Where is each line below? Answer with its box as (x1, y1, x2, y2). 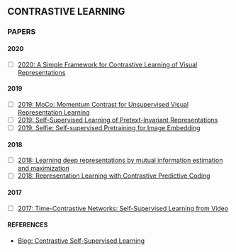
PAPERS (7, 27, 36, 37)
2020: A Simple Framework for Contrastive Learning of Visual (17, 60, 198, 69)
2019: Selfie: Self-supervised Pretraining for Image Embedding (17, 123, 201, 132)
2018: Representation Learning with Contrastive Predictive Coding (17, 171, 210, 180)
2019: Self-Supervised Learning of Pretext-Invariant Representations (17, 115, 218, 124)
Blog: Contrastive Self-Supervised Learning (17, 236, 145, 245)
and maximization (17, 164, 69, 173)
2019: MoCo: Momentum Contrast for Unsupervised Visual (17, 100, 189, 108)
